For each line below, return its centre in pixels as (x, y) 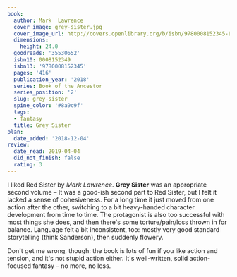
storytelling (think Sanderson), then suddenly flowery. (85, 237)
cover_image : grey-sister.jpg (58, 27)
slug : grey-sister (41, 99)
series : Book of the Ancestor (58, 86)
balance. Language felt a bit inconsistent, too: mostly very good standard (114, 229)
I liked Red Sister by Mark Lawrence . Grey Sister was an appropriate (107, 185)
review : (19, 145)
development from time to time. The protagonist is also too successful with (116, 214)
